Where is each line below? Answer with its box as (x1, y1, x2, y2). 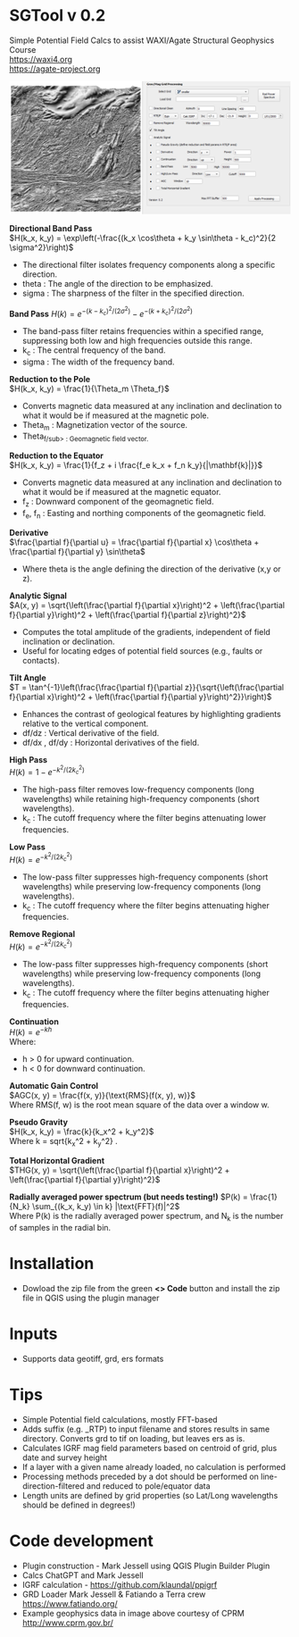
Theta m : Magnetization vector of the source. (21, 419, 188, 432)
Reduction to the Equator (9, 450, 104, 461)
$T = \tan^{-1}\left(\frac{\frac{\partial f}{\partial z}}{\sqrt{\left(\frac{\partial (9, 681, 284, 692)
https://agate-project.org (9, 63, 101, 74)
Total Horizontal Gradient (9, 1156, 105, 1166)
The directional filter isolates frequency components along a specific (21, 260, 276, 271)
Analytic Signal (9, 590, 67, 601)
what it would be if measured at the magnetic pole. (21, 410, 210, 421)
